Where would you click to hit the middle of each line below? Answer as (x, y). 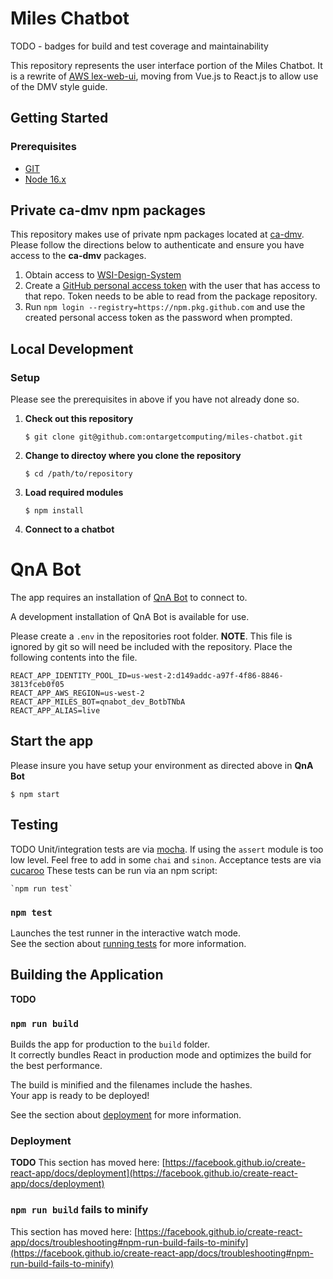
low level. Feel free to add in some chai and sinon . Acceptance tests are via (166, 859)
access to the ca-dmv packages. (78, 256)
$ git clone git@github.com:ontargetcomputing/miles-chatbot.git (163, 437)
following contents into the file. (74, 658)
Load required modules (74, 493)
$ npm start (35, 794)
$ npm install (54, 511)
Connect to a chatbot (69, 529)
